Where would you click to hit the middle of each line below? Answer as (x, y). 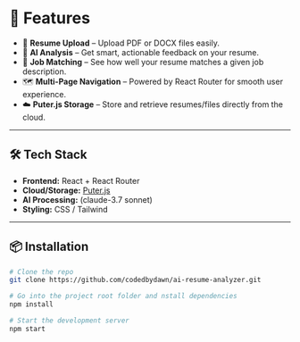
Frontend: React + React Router (81, 180)
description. (44, 71)
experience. (44, 94)
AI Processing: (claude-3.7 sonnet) (87, 199)
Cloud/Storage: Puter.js (66, 190)
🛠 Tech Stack (48, 155)
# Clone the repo (42, 271)
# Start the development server (69, 321)
